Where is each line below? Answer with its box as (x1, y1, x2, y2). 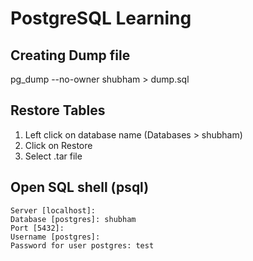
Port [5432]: (10, 223, 65, 233)
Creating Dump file (10, 47, 131, 64)
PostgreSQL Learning (10, 7, 192, 30)
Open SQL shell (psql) (10, 179, 150, 196)
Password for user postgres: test (10, 240, 155, 251)
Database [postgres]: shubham (10, 214, 137, 224)
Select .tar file (24, 150, 83, 162)
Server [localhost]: (10, 205, 97, 216)
